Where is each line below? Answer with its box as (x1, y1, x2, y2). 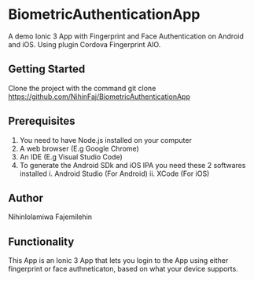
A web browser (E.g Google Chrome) (19, 144, 139, 153)
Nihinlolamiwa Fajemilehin (8, 212, 93, 221)
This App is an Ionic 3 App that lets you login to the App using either (8, 256, 229, 265)
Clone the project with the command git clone (8, 83, 156, 93)
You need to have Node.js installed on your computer (19, 135, 193, 144)
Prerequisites (8, 115, 75, 128)
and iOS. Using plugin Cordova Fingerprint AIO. (8, 39, 161, 49)
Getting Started (8, 63, 86, 76)
